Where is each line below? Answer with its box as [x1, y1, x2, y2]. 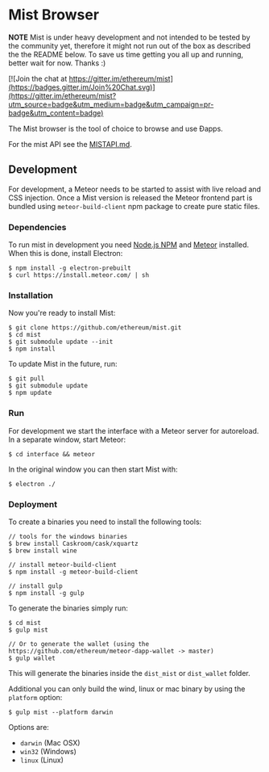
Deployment [8, 498, 58, 510]
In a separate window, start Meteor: [8, 434, 126, 444]
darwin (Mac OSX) [19, 737, 81, 748]
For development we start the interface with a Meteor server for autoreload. [8, 426, 259, 435]
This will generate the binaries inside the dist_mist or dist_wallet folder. [8, 668, 251, 678]
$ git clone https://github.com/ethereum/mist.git [8, 324, 182, 332]
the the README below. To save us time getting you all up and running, [8, 49, 244, 59]
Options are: [8, 722, 50, 732]
